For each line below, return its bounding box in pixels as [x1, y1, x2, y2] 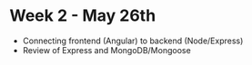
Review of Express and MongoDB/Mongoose [22, 44, 191, 55]
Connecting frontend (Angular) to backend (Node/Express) [22, 35, 244, 46]
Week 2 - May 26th [9, 5, 156, 26]
